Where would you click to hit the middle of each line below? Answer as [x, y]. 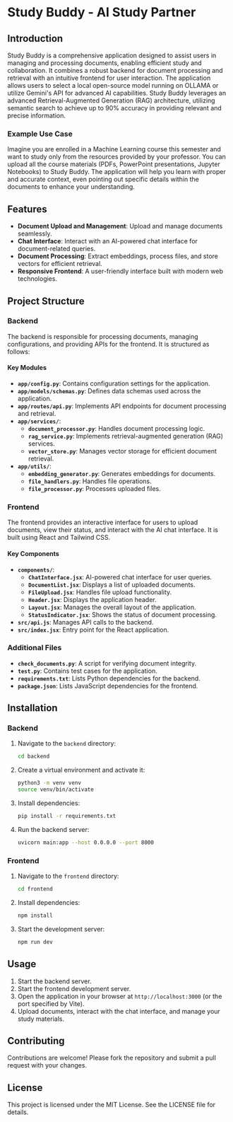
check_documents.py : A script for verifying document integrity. [107, 663]
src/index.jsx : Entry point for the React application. [93, 630]
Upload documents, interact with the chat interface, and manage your [119, 1011]
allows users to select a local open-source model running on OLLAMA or [113, 85]
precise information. [36, 115]
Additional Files [35, 648]
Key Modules [27, 368]
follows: [19, 352]
